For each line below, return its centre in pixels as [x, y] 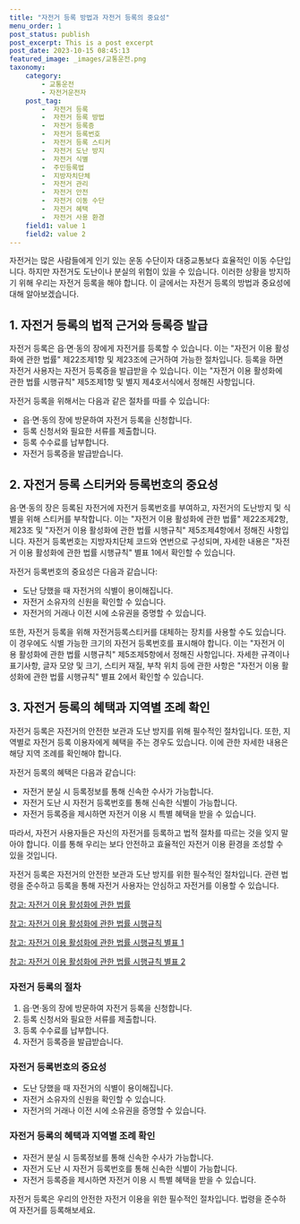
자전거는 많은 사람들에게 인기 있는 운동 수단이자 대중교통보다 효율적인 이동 [138, 261]
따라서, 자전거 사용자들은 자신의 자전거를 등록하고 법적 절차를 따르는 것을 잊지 [144, 833]
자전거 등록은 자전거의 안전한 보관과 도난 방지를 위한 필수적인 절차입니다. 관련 [144, 874]
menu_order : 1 [36, 26]
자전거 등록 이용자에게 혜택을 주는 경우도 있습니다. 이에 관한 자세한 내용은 [161, 742]
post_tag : [44, 101]
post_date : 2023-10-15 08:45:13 [69, 51]
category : [44, 76]
